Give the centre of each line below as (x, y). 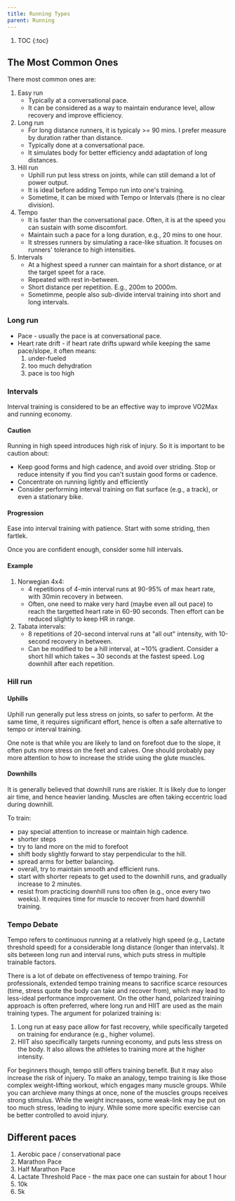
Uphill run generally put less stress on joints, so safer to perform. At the (110, 714)
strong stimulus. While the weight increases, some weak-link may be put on (116, 1100)
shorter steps (37, 839)
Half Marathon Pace (46, 1169)
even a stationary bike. (50, 497)
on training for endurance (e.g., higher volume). (86, 1034)
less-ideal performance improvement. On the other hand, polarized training (116, 998)
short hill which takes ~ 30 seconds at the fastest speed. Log (116, 656)
